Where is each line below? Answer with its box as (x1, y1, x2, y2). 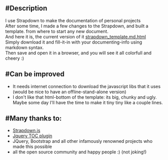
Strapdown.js (12, 128, 40, 134)
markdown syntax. (5, 44, 44, 50)
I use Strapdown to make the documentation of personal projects (5, 17, 141, 23)
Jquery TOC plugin (12, 133, 53, 139)
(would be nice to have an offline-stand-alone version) (12, 89, 127, 95)
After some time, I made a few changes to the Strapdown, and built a (5, 23, 148, 29)
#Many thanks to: (5, 114, 62, 123)
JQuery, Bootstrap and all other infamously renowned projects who (12, 138, 153, 144)
